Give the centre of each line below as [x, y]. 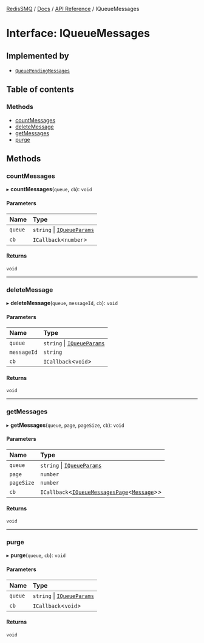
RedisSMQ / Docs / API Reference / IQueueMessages [73, 9]
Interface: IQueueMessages [78, 33]
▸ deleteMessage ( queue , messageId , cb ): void [62, 303]
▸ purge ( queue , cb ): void [36, 555]
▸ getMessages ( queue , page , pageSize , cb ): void [65, 425]
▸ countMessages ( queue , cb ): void [49, 189]
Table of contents [40, 90]
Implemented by [38, 56]
